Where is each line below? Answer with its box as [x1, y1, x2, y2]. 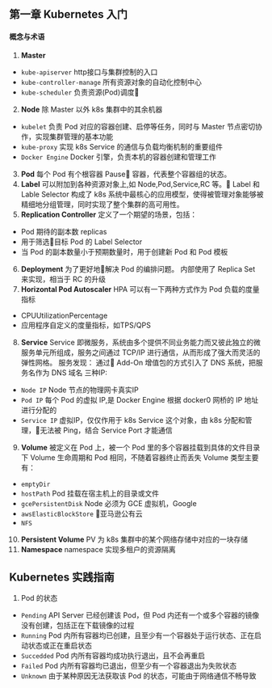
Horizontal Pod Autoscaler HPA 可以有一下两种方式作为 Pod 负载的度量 [20, 284, 261, 293]
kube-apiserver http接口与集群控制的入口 [20, 67, 158, 77]
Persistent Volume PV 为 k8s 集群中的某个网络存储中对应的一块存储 [20, 534, 249, 544]
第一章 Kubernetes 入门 [9, 7, 128, 22]
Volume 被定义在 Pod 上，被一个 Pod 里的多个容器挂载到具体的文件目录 [20, 442, 261, 452]
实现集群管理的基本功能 [35, 132, 114, 141]
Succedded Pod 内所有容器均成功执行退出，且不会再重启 [20, 651, 205, 661]
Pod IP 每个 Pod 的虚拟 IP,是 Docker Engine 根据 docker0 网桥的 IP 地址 [20, 395, 259, 404]
